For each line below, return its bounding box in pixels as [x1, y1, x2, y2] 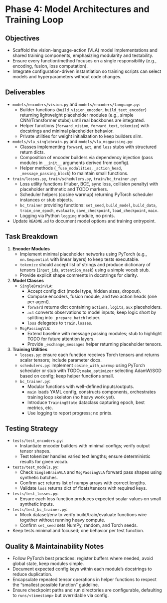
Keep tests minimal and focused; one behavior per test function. [12, 528, 145, 534]
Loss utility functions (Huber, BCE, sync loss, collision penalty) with [19, 181, 159, 187]
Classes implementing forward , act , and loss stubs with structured [19, 144, 157, 150]
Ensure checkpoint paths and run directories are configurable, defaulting [12, 587, 162, 593]
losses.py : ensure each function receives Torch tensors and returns [19, 352, 160, 358]
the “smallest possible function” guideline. [12, 582, 99, 588]
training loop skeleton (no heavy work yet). [27, 394, 116, 400]
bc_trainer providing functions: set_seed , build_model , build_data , [19, 202, 157, 208]
